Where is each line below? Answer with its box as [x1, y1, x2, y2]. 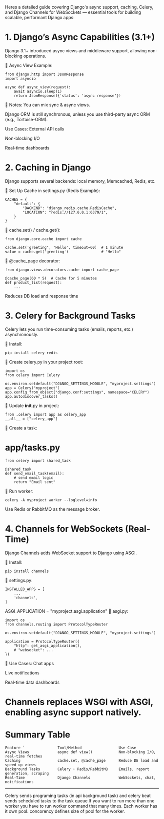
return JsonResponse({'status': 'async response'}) [14, 93, 121, 98]
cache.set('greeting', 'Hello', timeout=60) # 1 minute [5, 245, 123, 250]
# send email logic [14, 475, 54, 480]
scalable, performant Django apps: [5, 15, 75, 20]
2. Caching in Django [5, 162, 91, 173]
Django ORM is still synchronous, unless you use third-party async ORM [5, 111, 150, 117]
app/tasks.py [5, 442, 61, 453]
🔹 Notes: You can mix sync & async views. [5, 102, 90, 108]
